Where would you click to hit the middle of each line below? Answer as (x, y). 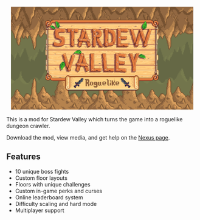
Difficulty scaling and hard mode (56, 204)
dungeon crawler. (28, 126)
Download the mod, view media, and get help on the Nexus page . (88, 137)
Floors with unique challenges (53, 184)
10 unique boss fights (42, 171)
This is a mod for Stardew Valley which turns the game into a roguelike (95, 119)
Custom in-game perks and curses (59, 191)
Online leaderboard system (49, 197)
